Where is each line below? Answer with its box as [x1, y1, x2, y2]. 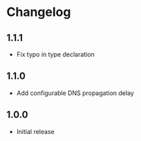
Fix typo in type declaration [16, 50, 95, 58]
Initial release [16, 127, 55, 135]
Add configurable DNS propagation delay [16, 88, 134, 97]
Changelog [6, 4, 71, 20]
